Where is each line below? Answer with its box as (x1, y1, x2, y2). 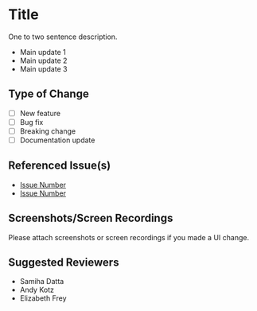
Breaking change (19, 126, 76, 136)
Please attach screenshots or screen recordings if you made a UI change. (8, 232, 249, 242)
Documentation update (19, 135, 95, 145)
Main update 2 (19, 56, 68, 65)
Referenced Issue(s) (8, 159, 111, 173)
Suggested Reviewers (8, 256, 119, 270)
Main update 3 (19, 64, 68, 73)
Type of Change (8, 87, 89, 101)
